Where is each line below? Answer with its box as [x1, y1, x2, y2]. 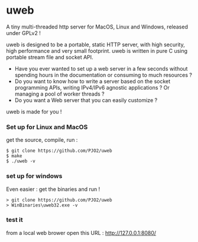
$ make [6, 153, 22, 159]
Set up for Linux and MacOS [6, 123, 88, 131]
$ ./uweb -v [6, 158, 35, 164]
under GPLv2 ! [6, 29, 41, 36]
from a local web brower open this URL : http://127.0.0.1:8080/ [6, 229, 157, 236]
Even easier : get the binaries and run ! [6, 185, 100, 193]
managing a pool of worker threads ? [14, 90, 105, 97]
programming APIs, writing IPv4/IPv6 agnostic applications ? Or [14, 84, 170, 91]
